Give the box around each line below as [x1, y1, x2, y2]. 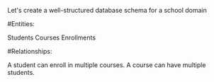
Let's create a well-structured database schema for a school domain [7, 6, 207, 14]
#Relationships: [7, 47, 52, 55]
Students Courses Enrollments [7, 33, 96, 42]
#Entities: [7, 20, 35, 28]
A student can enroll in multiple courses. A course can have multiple [7, 61, 206, 69]
